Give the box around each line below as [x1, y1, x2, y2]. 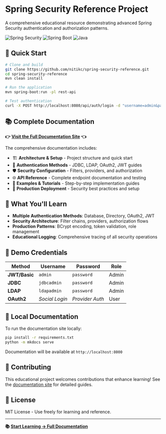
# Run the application [5, 85, 52, 90]
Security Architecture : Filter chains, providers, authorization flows [12, 218, 149, 224]
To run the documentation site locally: [5, 325, 82, 331]
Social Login [39, 296, 68, 303]
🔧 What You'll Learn [5, 200, 67, 208]
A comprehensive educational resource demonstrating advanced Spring [5, 20, 152, 26]
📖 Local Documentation [5, 312, 79, 321]
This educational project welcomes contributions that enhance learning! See [5, 376, 161, 382]
